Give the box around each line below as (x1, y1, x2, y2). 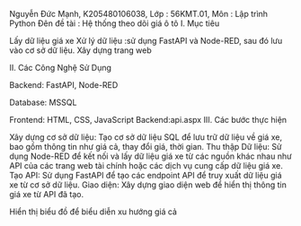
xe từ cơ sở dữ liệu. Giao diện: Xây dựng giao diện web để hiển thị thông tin (9, 179, 288, 190)
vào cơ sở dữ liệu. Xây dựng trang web (9, 45, 153, 56)
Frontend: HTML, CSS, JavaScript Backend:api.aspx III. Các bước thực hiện (9, 115, 288, 125)
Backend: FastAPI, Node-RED (9, 80, 119, 90)
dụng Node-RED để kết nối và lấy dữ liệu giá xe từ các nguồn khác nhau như (9, 151, 292, 161)
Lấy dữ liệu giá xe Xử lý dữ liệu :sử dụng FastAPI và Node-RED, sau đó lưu (9, 36, 283, 46)
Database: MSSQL (9, 97, 77, 108)
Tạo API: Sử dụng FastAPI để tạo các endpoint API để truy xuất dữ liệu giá (9, 170, 282, 180)
